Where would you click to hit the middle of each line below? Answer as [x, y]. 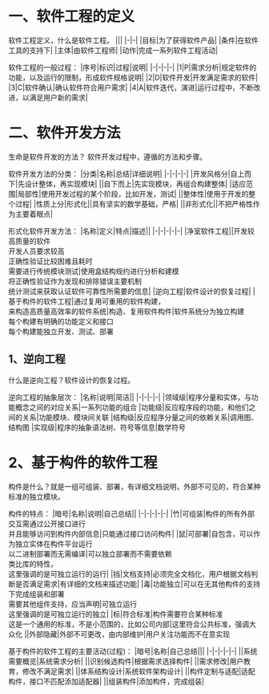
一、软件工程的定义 [72, 16]
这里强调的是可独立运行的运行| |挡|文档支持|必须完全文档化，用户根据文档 [130, 574]
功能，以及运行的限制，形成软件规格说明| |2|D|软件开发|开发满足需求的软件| [133, 77]
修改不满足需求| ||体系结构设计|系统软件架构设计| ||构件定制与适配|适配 [139, 671]
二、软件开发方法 [65, 133]
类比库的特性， [33, 564]
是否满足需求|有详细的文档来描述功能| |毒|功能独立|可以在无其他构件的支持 [138, 584]
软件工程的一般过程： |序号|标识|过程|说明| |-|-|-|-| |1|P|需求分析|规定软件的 [132, 67]
